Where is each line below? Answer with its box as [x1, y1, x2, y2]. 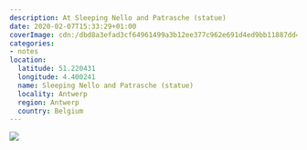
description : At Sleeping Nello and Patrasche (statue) [9, 13, 227, 23]
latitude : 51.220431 [17, 65, 96, 74]
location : [9, 55, 48, 65]
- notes [9, 47, 39, 56]
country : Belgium [17, 106, 84, 115]
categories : [9, 38, 55, 48]
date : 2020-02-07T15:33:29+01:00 [9, 22, 137, 31]
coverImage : [9, 30, 55, 39]
